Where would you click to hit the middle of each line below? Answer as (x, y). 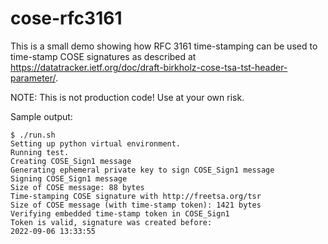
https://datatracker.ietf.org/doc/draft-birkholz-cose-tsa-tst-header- (149, 67)
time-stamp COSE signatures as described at (103, 56)
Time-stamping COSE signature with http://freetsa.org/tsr (136, 196)
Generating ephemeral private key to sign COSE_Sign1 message (142, 170)
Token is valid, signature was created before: (111, 222)
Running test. (40, 152)
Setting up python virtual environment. (96, 143)
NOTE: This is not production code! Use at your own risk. (127, 97)
